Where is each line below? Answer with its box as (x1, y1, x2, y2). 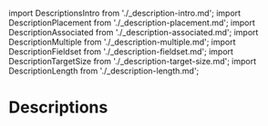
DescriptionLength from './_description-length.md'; (8, 65, 200, 76)
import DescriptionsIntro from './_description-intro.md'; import (8, 8, 242, 18)
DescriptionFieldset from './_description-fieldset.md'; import (8, 46, 234, 57)
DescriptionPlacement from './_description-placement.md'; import (8, 17, 256, 28)
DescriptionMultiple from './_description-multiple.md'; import (8, 36, 236, 47)
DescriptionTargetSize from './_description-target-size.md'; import (8, 56, 257, 66)
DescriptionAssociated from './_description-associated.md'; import (8, 27, 259, 37)
